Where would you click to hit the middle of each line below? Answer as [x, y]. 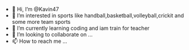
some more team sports [41, 22]
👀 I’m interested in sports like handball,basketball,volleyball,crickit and [98, 15]
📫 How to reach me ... [39, 41]
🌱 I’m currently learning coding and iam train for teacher [81, 28]
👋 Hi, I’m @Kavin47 [35, 9]
